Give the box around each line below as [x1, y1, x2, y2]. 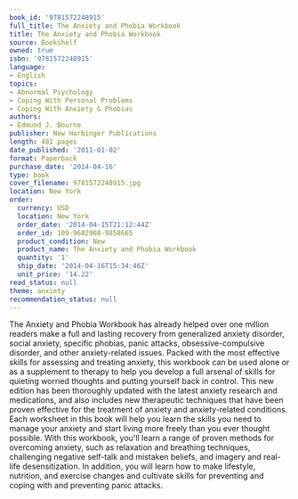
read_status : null [9, 278, 77, 287]
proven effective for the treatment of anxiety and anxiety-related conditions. [9, 405, 288, 415]
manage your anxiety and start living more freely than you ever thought [9, 423, 270, 434]
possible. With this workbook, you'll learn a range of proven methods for [9, 433, 275, 444]
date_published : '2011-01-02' [9, 145, 122, 154]
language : [9, 63, 46, 72]
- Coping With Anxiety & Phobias [9, 104, 133, 113]
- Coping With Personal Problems [9, 95, 133, 105]
